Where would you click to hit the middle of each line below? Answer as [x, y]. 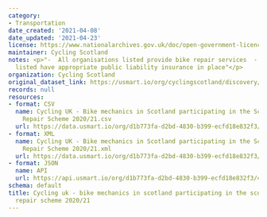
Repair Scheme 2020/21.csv [67, 119]
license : [23, 45]
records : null [32, 89]
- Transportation [37, 23]
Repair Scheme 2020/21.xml [67, 149]
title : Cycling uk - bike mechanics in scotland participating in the [128, 193]
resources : [26, 97]
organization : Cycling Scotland [62, 75]
